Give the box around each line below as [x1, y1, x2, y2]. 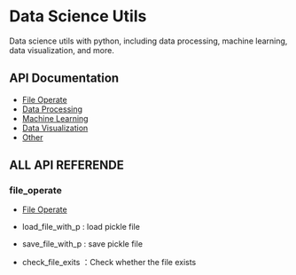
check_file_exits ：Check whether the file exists [21, 257, 197, 268]
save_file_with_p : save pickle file [21, 239, 144, 249]
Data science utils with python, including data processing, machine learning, [9, 35, 288, 46]
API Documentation [9, 71, 120, 86]
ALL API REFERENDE [9, 158, 124, 173]
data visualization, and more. [9, 44, 115, 55]
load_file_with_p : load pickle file [21, 222, 140, 232]
